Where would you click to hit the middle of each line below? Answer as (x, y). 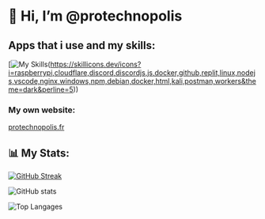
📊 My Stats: (39, 153)
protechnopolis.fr (36, 127)
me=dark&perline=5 (41, 89)
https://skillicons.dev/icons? (96, 64)
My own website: (42, 110)
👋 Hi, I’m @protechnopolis (95, 16)
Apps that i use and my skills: (82, 45)
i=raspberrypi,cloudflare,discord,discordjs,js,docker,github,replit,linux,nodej (132, 73)
